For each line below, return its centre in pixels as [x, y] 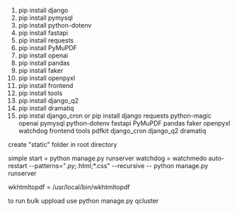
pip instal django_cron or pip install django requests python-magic [115, 116]
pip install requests [46, 40]
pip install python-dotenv [55, 25]
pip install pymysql [45, 18]
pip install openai [43, 55]
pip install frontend [46, 85]
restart [18, 166]
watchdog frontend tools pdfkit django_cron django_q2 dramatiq [112, 131]
